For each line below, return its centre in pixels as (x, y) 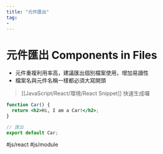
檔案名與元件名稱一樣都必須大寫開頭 (61, 81)
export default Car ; (33, 133)
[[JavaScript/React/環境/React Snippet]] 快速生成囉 (85, 93)
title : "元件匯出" (28, 12)
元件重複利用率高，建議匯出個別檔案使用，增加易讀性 (82, 73)
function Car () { (28, 105)
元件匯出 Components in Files (82, 55)
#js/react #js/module (33, 144)
